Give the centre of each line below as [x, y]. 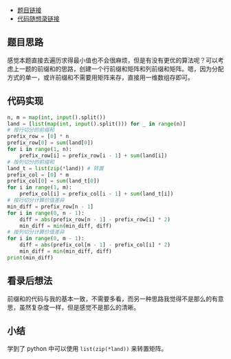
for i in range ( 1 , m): [40, 187]
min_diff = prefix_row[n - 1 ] [51, 207]
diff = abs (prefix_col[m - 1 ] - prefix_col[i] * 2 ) [95, 245]
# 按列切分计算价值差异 [36, 232]
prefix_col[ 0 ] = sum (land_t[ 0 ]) [53, 181]
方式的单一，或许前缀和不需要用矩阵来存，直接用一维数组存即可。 [100, 77]
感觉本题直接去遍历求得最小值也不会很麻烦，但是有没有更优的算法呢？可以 [112, 60]
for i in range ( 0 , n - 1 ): [46, 213]
